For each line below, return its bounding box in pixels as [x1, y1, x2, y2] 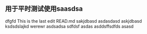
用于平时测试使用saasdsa [5, 4, 83, 13]
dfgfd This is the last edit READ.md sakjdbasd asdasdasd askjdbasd [5, 18, 142, 24]
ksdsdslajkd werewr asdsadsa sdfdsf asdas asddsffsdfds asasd [5, 23, 134, 29]
